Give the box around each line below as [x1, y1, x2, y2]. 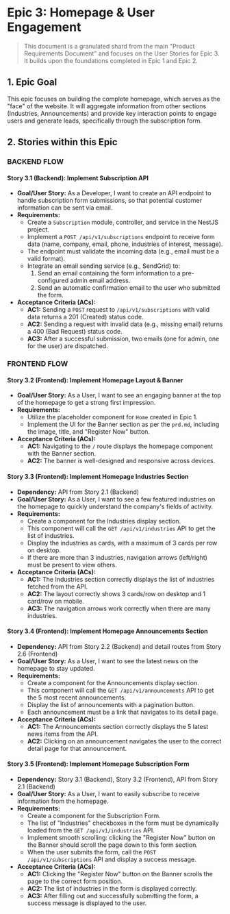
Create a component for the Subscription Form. [27, 812, 161, 819]
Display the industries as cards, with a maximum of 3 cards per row [27, 539, 218, 547]
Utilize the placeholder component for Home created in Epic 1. [27, 413, 199, 421]
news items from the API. [27, 730, 99, 738]
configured [37, 276, 69, 285]
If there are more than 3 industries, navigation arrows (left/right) [27, 553, 207, 561]
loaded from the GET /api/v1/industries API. [27, 826, 155, 834]
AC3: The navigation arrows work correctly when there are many [27, 604, 211, 613]
